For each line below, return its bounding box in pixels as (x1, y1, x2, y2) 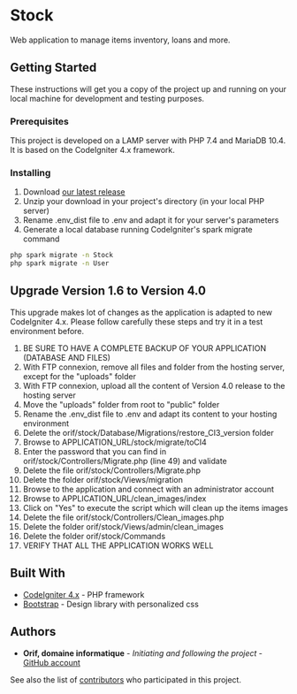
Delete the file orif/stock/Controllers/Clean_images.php (22, 512, 225, 522)
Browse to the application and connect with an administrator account (22, 484, 275, 494)
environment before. (10, 325, 85, 336)
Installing (10, 166, 51, 179)
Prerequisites (10, 115, 69, 127)
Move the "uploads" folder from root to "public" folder (22, 399, 220, 409)
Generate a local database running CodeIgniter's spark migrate (22, 225, 253, 235)
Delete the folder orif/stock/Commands (22, 530, 166, 541)
